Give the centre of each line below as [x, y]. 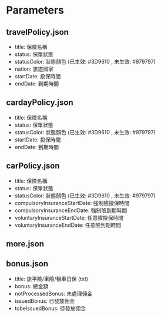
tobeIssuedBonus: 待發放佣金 [50, 308]
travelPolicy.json [38, 32]
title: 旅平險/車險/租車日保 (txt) [51, 279]
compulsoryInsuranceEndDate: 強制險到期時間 [71, 210]
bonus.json [27, 264]
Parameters [35, 10]
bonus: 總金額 [31, 286]
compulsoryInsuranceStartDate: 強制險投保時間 [72, 203]
